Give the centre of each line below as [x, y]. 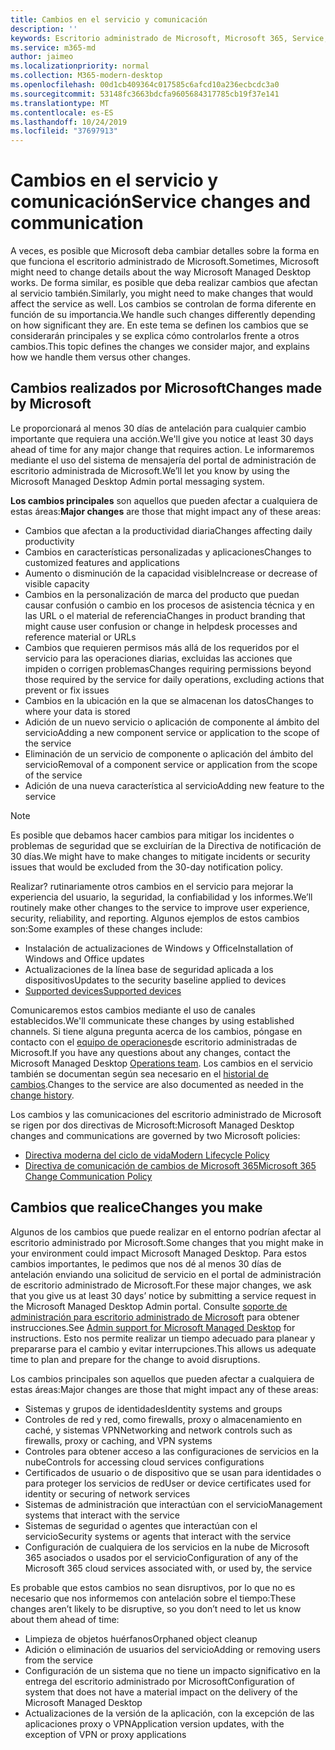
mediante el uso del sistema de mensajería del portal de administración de [163, 460]
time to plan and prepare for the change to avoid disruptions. [135, 1359]
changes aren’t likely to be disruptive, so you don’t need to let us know [156, 1608]
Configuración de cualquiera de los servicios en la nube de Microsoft [167, 1547]
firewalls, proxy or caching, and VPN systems [118, 1440]
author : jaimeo [42, 57]
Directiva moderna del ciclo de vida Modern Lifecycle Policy [147, 1155]
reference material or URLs [80, 637]
